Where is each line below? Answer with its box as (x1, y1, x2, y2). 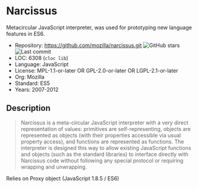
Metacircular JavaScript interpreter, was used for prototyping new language (6, 24, 192, 31)
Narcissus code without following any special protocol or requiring (20, 156, 184, 164)
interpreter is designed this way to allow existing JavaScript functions (20, 144, 191, 151)
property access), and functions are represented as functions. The (20, 138, 184, 145)
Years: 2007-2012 (14, 86, 59, 93)
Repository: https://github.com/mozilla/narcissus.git (14, 42, 142, 49)
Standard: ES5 (14, 79, 51, 87)
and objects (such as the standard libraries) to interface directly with (20, 151, 189, 158)
